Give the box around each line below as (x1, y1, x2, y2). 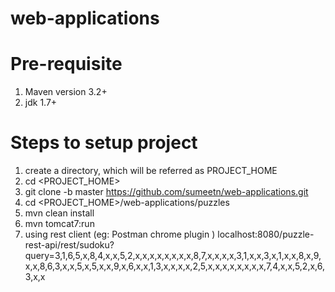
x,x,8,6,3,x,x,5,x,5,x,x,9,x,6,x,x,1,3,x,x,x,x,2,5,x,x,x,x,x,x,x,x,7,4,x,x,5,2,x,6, (24, 260, 325, 272)
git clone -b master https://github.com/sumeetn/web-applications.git (24, 186, 309, 198)
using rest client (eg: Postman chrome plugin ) (24, 228, 216, 241)
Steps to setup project (10, 132, 198, 154)
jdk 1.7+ (24, 97, 58, 109)
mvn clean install (24, 207, 95, 219)
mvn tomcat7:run (24, 218, 95, 230)
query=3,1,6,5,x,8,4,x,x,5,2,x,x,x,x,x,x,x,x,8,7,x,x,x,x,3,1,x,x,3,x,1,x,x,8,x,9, (24, 250, 322, 262)
